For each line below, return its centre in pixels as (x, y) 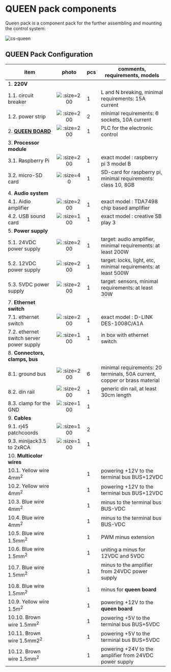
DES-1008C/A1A (122, 323)
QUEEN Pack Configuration (49, 54)
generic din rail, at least (129, 388)
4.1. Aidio (19, 201)
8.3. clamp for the (29, 403)
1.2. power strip (27, 117)
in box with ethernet (125, 335)
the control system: (25, 28)
